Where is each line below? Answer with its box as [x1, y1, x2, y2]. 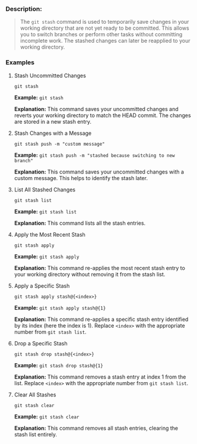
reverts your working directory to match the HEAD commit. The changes [14, 112, 191, 119]
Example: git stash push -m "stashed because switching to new [14, 151, 175, 159]
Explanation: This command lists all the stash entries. [14, 219, 146, 226]
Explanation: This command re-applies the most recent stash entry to [14, 264, 185, 272]
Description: [5, 5, 42, 13]
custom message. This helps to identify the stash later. [14, 174, 148, 181]
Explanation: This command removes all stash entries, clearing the [14, 424, 179, 432]
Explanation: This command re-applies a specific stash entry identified [14, 316, 189, 323]
